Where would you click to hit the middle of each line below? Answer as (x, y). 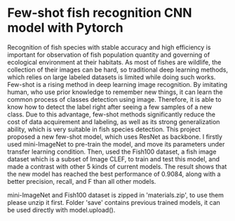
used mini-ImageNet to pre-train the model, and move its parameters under (116, 144)
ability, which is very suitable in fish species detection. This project (104, 129)
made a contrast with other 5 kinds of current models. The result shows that (117, 166)
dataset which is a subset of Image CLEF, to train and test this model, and (113, 159)
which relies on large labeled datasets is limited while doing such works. (112, 77)
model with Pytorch (66, 28)
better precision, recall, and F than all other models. (82, 181)
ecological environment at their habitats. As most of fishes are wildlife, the (114, 62)
